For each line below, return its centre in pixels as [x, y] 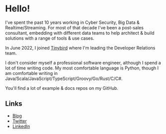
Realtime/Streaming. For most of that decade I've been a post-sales [75, 27]
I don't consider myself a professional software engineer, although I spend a [83, 63]
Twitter [20, 121]
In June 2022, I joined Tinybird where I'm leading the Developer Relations [80, 48]
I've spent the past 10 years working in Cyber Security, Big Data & [73, 22]
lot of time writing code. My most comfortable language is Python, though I [82, 68]
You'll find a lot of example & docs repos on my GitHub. [62, 88]
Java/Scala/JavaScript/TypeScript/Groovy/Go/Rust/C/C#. [64, 78]
